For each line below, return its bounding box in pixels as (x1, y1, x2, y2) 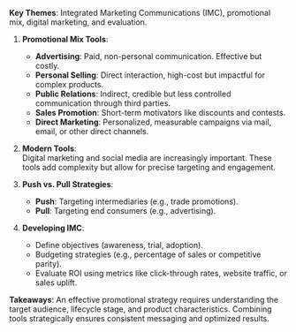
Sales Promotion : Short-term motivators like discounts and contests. (34, 108, 286, 117)
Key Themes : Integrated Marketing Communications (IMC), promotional (9, 8, 271, 18)
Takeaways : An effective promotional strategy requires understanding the (9, 295, 279, 305)
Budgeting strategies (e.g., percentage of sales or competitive (34, 249, 262, 260)
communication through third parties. (34, 98, 171, 109)
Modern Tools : (21, 143, 77, 154)
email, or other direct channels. (34, 126, 149, 136)
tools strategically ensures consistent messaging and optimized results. (9, 313, 269, 323)
